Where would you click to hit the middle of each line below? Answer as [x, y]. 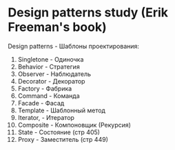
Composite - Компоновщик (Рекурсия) [74, 125]
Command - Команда [49, 96]
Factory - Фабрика [45, 88]
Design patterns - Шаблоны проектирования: [74, 46]
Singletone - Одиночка [51, 59]
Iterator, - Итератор [46, 117]
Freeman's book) [57, 27]
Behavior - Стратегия [49, 66]
